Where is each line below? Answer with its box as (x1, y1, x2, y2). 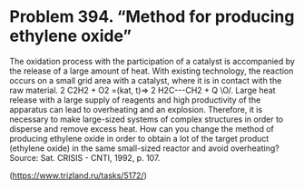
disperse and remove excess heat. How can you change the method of (9, 123, 274, 134)
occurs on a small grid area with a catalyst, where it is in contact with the (9, 75, 282, 85)
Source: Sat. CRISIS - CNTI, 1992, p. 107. (9, 152, 161, 163)
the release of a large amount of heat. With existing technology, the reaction (9, 65, 294, 76)
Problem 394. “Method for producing (9, 6, 295, 27)
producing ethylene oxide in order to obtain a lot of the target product (9, 133, 270, 144)
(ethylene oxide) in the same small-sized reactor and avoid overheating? (9, 143, 279, 154)
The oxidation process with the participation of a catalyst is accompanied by (9, 55, 295, 66)
